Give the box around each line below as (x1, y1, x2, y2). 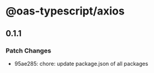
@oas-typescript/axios (5, 4, 125, 18)
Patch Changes (5, 46, 52, 55)
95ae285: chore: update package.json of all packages (14, 60, 149, 67)
